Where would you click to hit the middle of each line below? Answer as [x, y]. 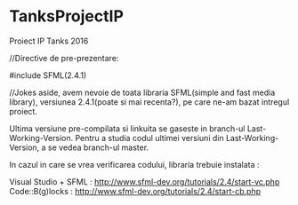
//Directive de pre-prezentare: [64, 58]
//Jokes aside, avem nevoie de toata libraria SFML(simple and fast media [142, 92]
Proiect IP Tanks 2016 [49, 41]
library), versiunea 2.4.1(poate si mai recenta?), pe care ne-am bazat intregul [149, 102]
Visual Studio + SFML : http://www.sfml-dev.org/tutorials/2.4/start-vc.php [145, 181]
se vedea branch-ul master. [98, 147]
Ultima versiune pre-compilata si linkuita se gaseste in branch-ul [127, 128]
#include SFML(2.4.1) [48, 75]
